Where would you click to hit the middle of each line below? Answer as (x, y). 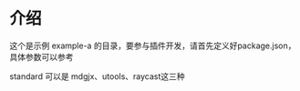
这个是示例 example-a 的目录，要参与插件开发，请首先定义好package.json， (153, 45)
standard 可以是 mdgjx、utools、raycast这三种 (97, 76)
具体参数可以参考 (41, 56)
